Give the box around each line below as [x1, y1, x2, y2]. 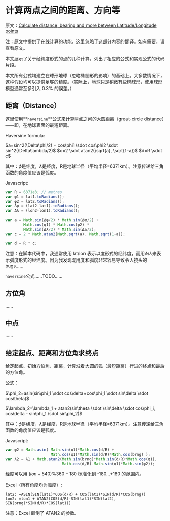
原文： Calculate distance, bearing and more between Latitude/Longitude [5, 22, 157, 28]
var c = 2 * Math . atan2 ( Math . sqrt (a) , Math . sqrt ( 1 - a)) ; [5, 231, 125, 237]
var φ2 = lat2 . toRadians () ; [5, 199, 65, 204]
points [5, 28, 19, 34]
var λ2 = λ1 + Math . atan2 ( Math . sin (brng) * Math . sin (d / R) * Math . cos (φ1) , [5, 456, 157, 462]
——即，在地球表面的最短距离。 [5, 122, 72, 128]
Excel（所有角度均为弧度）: [5, 482, 62, 488]
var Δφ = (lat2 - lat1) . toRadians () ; [5, 203, 80, 209]
